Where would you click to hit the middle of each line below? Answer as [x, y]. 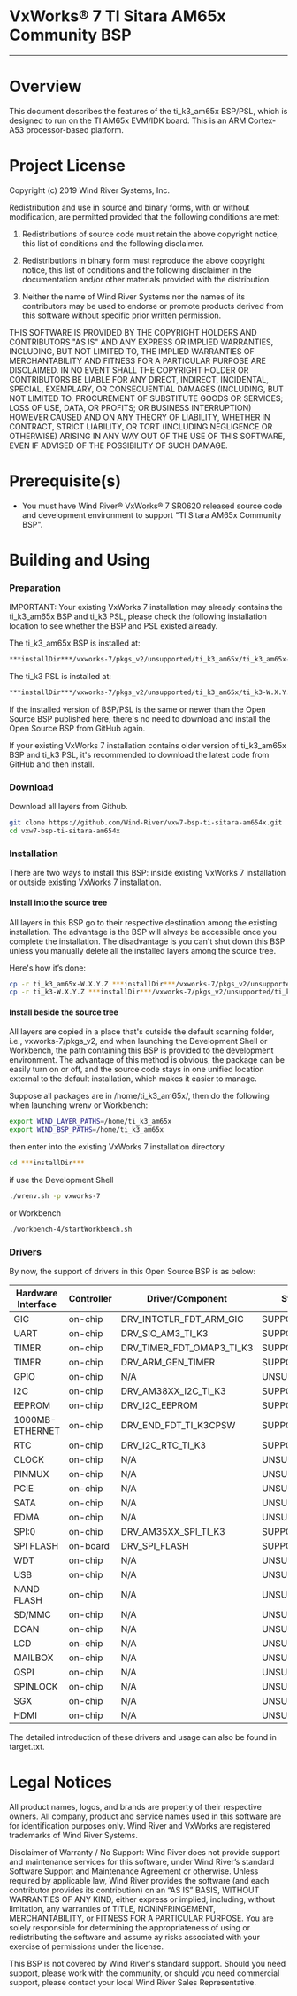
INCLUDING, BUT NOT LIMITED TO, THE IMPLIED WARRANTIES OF [132, 351]
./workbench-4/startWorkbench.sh [71, 1229]
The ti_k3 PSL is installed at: [61, 677]
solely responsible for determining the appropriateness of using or [130, 1928]
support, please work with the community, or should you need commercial [145, 1973]
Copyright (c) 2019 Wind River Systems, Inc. [90, 190]
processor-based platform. [75, 129]
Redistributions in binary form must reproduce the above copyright [143, 260]
